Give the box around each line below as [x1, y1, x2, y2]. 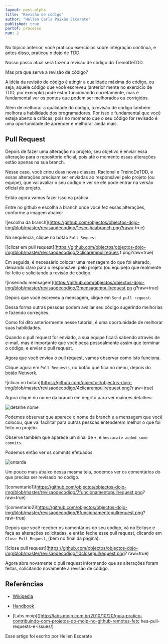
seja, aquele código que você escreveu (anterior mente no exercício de [5, 84, 152, 90]
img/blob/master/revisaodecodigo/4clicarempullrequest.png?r [5, 385, 134, 391]
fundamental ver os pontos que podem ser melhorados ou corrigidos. [5, 95, 149, 101]
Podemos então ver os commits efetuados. [5, 449, 94, 455]
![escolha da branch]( [5, 219, 50, 225]
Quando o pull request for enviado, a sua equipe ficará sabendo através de [5, 334, 160, 340]
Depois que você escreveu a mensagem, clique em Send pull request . [5, 294, 152, 300]
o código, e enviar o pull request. [5, 345, 74, 351]
